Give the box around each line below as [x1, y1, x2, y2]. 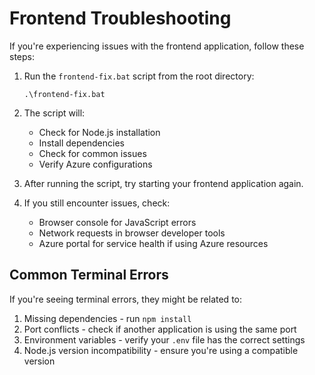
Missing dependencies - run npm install [23, 312, 192, 324]
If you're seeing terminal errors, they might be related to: [9, 293, 243, 305]
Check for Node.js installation [38, 126, 161, 138]
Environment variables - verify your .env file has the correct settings [23, 333, 306, 346]
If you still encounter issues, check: [23, 197, 171, 209]
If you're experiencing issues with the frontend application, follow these [9, 40, 305, 52]
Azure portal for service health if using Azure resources [38, 237, 269, 249]
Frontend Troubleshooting [9, 7, 232, 30]
